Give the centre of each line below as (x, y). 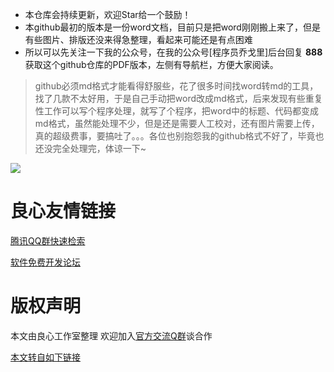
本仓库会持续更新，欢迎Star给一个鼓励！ (108, 14)
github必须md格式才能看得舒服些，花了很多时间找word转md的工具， (176, 86)
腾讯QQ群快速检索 (48, 240)
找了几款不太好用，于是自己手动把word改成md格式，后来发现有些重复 (178, 98)
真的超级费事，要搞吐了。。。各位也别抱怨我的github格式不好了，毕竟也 (179, 136)
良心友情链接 (63, 211)
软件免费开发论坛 (45, 262)
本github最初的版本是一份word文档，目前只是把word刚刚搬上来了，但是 (172, 27)
